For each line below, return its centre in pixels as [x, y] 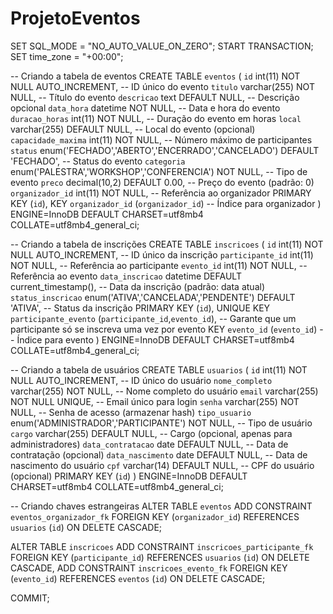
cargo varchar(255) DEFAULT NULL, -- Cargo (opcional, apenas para [151, 433]
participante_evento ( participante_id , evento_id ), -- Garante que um [153, 318]
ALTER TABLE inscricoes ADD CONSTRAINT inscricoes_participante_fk [162, 546]
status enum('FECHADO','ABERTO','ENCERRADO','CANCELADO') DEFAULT [165, 150]
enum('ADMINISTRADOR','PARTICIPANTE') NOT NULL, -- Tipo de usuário [161, 423]
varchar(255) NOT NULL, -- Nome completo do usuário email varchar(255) [164, 391]
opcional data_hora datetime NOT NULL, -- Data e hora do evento [145, 108]
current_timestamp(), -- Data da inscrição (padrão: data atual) [137, 286]
